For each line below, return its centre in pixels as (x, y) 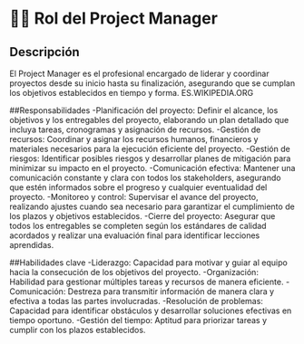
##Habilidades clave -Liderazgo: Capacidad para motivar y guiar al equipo (148, 263)
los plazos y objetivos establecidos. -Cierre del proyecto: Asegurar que (142, 216)
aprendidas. (32, 245)
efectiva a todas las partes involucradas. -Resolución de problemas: (136, 301)
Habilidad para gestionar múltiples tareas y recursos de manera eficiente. (147, 282)
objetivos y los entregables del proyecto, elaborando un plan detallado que (149, 120)
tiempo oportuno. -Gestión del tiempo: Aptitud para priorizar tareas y (138, 320)
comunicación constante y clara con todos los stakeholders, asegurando (145, 177)
